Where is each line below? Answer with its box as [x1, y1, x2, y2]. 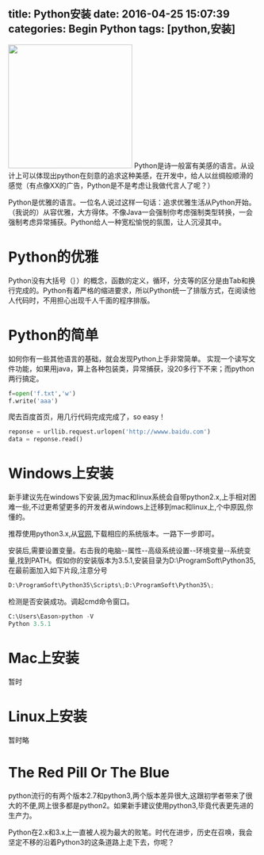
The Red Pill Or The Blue [8, 763, 170, 781]
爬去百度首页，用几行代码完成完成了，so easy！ [8, 412, 166, 422]
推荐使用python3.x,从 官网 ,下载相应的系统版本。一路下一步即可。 [8, 529, 219, 539]
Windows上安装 [8, 464, 113, 483]
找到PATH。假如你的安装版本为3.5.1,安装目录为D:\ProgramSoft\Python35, [17, 555, 256, 565]
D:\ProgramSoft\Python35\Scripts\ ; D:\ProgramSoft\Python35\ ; [8, 582, 215, 590]
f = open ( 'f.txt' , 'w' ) [8, 389, 77, 398]
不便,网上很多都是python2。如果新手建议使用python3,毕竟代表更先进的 [21, 800, 254, 810]
